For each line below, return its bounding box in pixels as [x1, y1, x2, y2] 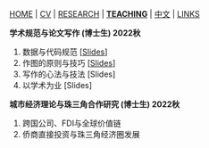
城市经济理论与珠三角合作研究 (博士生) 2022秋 [9, 99, 180, 110]
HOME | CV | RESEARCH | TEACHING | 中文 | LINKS [9, 9, 200, 19]
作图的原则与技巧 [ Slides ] [21, 58, 116, 68]
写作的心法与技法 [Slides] [21, 69, 116, 79]
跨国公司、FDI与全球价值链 [21, 118, 121, 128]
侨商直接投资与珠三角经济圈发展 [21, 129, 140, 139]
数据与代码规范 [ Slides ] [21, 46, 108, 57]
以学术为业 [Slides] [21, 80, 92, 90]
